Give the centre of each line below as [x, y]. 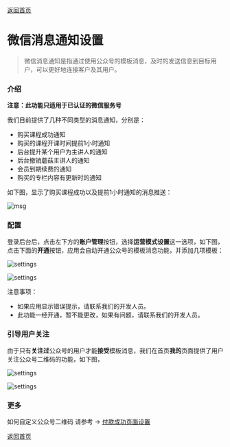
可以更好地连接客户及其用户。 [78, 69]
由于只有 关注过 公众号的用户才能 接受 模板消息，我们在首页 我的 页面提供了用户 [115, 351]
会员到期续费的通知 [44, 169]
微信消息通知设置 [56, 41]
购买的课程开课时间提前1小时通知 [64, 143]
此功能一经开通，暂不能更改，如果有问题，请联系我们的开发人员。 [110, 315]
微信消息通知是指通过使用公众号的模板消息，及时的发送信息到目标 [117, 61]
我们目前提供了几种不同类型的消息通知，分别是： [76, 120]
